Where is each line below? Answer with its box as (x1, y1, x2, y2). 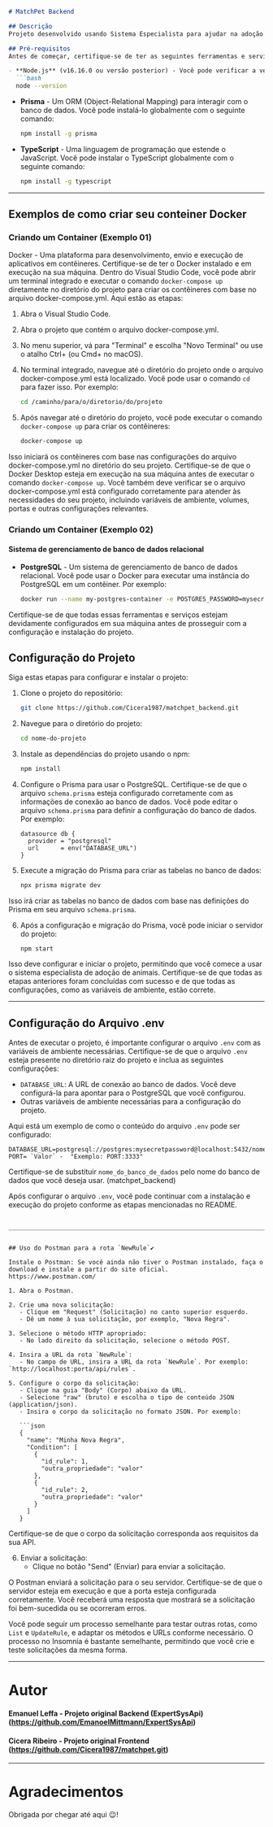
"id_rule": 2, (41, 1486, 89, 1494)
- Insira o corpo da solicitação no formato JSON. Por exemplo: (19, 1407, 242, 1416)
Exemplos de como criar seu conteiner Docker (8, 207, 247, 221)
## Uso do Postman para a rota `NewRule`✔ (8, 1244, 154, 1252)
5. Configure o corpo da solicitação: (8, 1379, 140, 1388)
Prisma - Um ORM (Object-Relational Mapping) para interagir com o (19, 97, 249, 106)
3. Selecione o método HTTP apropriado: (8, 1329, 148, 1338)
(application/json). (8, 1401, 79, 1409)
